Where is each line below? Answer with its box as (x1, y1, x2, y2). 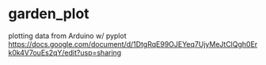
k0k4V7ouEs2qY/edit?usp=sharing (8, 48, 122, 57)
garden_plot (8, 5, 89, 23)
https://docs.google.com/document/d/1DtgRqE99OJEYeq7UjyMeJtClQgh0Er (8, 39, 258, 48)
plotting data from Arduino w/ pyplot (8, 31, 127, 40)
